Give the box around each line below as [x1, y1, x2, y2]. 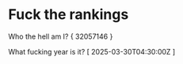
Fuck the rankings [8, 6, 129, 24]
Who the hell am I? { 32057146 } [8, 32, 113, 41]
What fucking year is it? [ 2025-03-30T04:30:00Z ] [8, 47, 176, 56]
